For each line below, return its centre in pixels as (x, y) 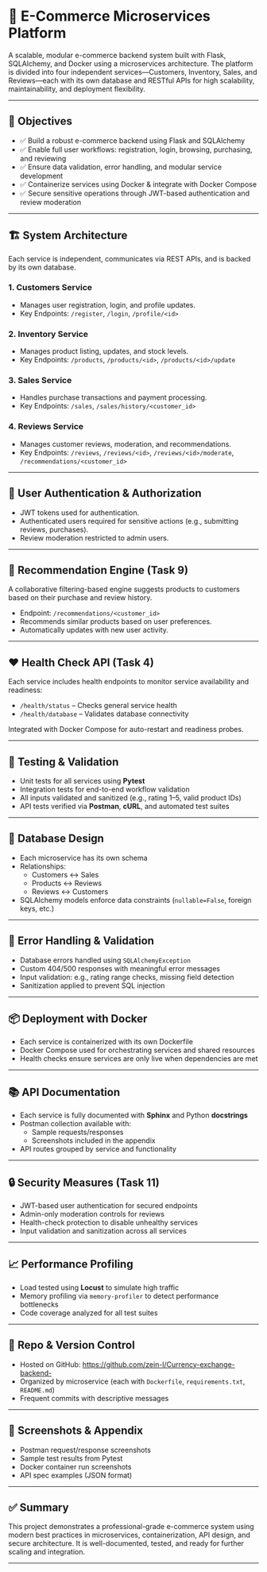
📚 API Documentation (64, 1092)
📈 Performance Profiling (71, 1264)
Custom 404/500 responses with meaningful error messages (120, 968)
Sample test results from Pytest (71, 1458)
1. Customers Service (50, 288)
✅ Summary (39, 1507)
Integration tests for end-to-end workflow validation (104, 789)
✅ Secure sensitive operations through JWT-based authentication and (135, 193)
